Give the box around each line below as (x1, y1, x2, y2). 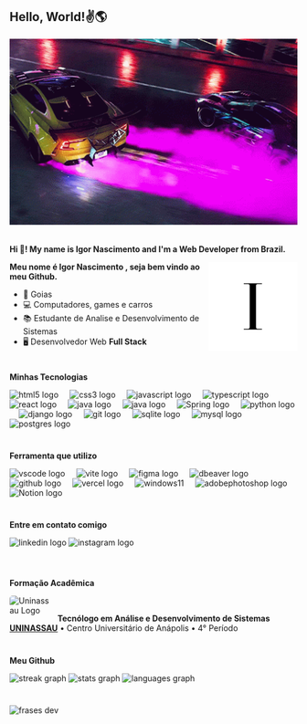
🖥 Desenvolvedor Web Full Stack (22, 336, 148, 347)
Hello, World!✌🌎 (9, 9, 108, 25)
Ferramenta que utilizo (9, 450, 98, 461)
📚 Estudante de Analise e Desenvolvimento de (22, 312, 199, 323)
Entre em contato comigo (9, 519, 108, 530)
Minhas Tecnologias (9, 371, 89, 383)
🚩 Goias (22, 289, 53, 299)
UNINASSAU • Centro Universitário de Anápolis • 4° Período (9, 623, 238, 634)
